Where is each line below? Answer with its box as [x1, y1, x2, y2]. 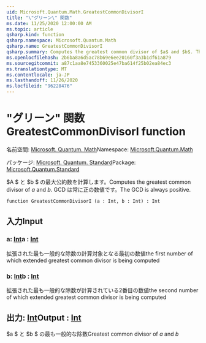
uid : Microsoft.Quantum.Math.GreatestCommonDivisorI [6, 9, 144, 15]
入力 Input [6, 216, 43, 227]
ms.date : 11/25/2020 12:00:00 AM [6, 20, 92, 26]
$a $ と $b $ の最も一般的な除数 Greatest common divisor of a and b [6, 330, 179, 337]
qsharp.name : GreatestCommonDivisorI [6, 43, 103, 50]
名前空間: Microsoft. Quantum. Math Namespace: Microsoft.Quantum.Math [6, 145, 193, 153]
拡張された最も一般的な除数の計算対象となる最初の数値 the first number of [6, 249, 193, 257]
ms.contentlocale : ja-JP [6, 72, 70, 78]
